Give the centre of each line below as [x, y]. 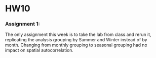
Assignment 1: [23, 24]
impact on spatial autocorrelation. [39, 50]
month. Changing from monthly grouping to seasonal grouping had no [76, 45]
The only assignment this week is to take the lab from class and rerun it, [78, 34]
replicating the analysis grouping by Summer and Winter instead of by [76, 40]
